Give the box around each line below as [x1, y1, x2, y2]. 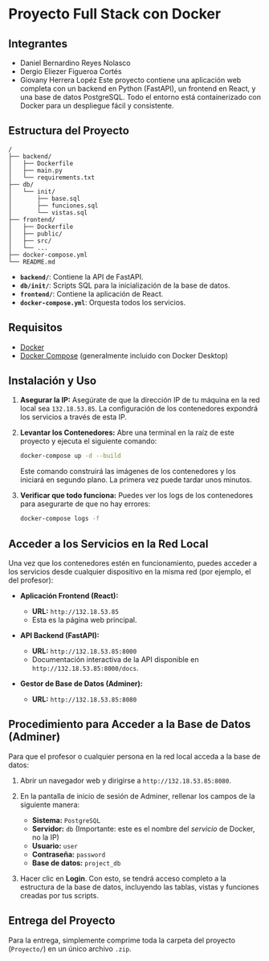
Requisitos [8, 321, 63, 334]
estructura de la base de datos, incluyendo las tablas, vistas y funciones [19, 881, 259, 892]
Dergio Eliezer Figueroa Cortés [19, 67, 122, 76]
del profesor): [8, 575, 54, 585]
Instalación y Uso [8, 374, 97, 388]
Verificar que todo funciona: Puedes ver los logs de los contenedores [19, 491, 254, 501]
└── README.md [8, 258, 56, 266]
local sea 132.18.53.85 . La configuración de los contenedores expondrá [19, 403, 259, 414]
